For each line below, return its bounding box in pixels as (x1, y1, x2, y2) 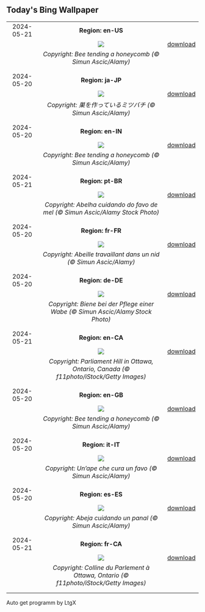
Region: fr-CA (80, 539, 123, 548)
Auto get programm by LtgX (6, 599, 76, 606)
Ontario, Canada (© (72, 364, 130, 373)
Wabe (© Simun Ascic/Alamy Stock (50, 307, 152, 315)
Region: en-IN (80, 127, 123, 135)
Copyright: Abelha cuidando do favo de (45, 200, 158, 208)
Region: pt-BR (80, 177, 123, 185)
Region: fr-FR (81, 226, 122, 235)
